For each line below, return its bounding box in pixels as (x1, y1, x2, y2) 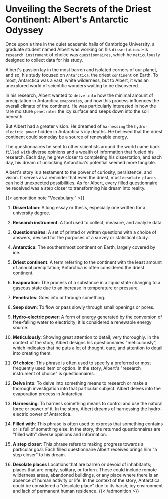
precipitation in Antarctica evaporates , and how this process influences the (5, 97, 159, 103)
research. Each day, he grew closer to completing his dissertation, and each (5, 154, 162, 160)
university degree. (12, 210, 50, 216)
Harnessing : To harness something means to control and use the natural (12, 400, 163, 406)
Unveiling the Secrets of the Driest (5, 3, 151, 15)
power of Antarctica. (29, 411, 72, 417)
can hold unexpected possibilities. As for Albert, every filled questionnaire (5, 180, 158, 186)
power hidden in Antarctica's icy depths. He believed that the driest (25, 128, 163, 134)
